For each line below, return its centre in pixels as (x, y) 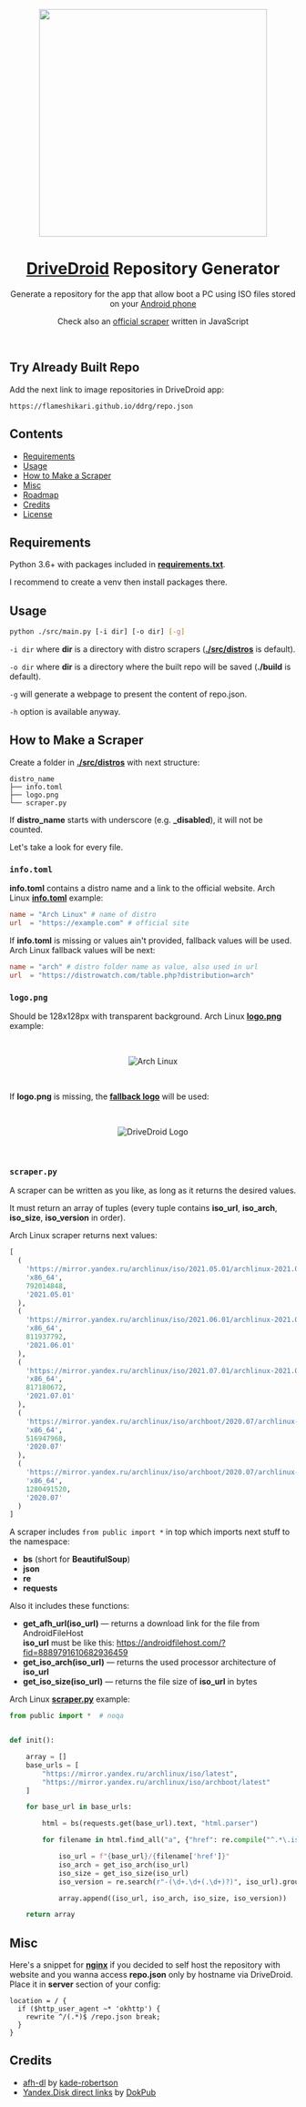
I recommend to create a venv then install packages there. (118, 582)
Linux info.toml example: (56, 898)
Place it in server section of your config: (85, 1984)
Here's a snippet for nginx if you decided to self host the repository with (145, 1965)
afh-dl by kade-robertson (70, 2082)
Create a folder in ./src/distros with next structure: (105, 762)
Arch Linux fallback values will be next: (82, 950)
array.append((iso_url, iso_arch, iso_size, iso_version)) (172, 1898)
